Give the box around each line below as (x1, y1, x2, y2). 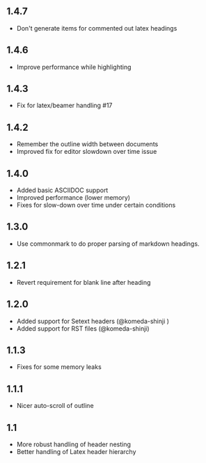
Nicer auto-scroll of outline (16, 402, 95, 410)
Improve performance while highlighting (16, 63, 132, 71)
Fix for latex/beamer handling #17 (16, 101, 113, 110)
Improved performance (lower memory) (16, 194, 130, 202)
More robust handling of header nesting (16, 440, 132, 448)
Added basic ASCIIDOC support (16, 186, 109, 194)
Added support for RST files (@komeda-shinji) (16, 324, 150, 333)
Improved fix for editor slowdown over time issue (16, 148, 157, 156)
